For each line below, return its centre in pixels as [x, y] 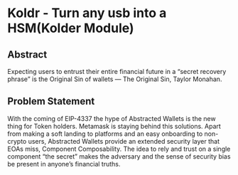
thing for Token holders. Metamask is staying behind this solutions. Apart [114, 126]
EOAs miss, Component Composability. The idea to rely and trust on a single [119, 149]
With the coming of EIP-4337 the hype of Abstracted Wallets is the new [112, 118]
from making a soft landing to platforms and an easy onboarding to [105, 134]
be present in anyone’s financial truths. [64, 164]
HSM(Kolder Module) [71, 28]
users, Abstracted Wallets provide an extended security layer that [124, 141]
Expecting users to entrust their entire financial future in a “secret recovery [117, 71]
